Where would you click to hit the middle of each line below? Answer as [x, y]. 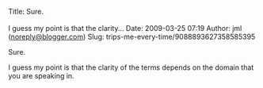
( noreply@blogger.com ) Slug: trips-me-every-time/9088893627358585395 [132, 36]
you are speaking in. [41, 76]
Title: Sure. [26, 11]
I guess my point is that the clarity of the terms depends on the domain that [131, 67]
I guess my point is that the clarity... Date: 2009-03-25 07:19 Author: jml [125, 28]
